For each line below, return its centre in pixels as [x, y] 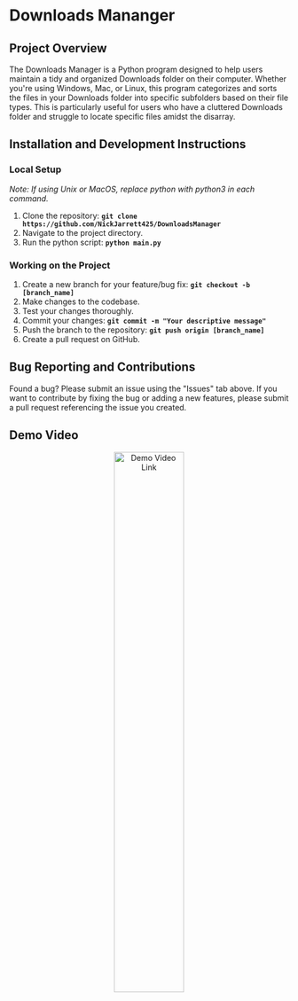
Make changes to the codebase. [81, 301]
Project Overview [58, 48]
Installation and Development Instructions [128, 144]
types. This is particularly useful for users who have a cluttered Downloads [146, 107]
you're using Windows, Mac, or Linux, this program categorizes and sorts [143, 88]
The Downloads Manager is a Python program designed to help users [136, 69]
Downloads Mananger [92, 16]
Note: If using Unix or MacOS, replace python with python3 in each [132, 189]
